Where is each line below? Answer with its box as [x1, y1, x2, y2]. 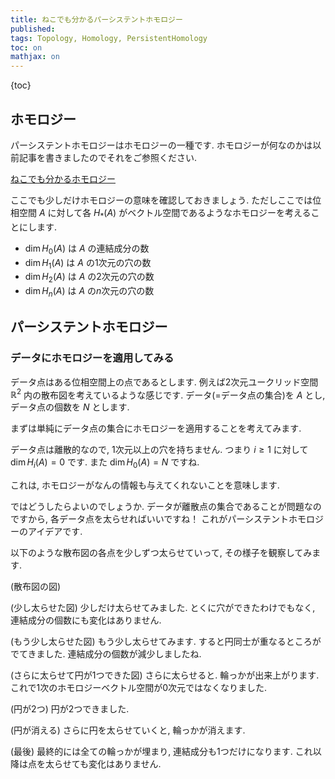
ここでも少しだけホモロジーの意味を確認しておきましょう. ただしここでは [10, 194, 313, 206]
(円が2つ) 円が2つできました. [10, 703, 130, 715]
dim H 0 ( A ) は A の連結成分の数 [24, 242, 150, 256]
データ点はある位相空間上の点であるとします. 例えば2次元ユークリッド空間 [10, 376, 319, 388]
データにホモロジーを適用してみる [10, 351, 175, 365]
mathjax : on [10, 52, 60, 62]
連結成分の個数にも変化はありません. [10, 614, 162, 626]
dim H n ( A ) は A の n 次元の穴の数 [24, 285, 155, 299]
